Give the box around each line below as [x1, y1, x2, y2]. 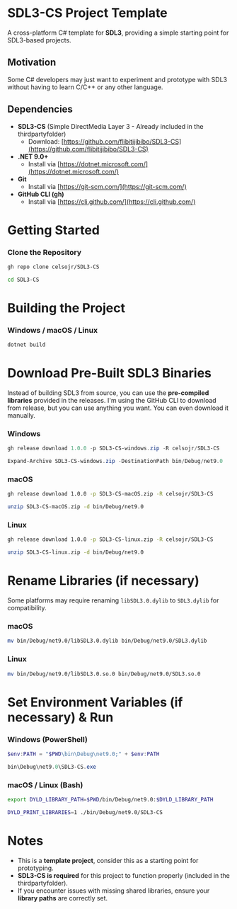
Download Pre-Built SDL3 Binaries [7, 365, 212, 382]
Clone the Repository [7, 247, 82, 257]
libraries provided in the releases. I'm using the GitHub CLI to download [7, 396, 217, 405]
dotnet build [7, 341, 46, 348]
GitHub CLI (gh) [17, 190, 65, 198]
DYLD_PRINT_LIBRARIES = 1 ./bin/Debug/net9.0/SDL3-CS [7, 808, 163, 816]
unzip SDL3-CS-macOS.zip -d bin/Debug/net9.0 [7, 503, 144, 510]
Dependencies [7, 103, 73, 115]
